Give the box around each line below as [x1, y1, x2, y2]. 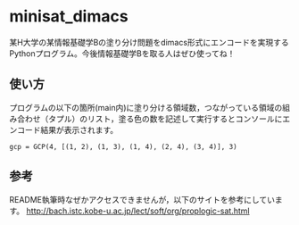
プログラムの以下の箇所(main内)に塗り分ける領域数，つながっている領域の [9, 102, 283, 112]
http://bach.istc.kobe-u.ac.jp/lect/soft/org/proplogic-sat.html [26, 205, 250, 216]
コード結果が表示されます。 [16, 124, 119, 135]
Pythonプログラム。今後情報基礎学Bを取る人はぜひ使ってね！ [9, 47, 236, 59]
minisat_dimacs [9, 6, 129, 27]
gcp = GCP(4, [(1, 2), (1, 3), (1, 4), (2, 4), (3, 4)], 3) [9, 142, 238, 151]
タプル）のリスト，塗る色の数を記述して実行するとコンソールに [47, 113, 283, 124]
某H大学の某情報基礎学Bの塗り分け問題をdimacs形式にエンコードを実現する [9, 37, 290, 47]
